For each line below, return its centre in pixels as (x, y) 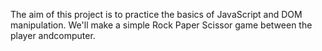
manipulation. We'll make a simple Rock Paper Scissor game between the (161, 25)
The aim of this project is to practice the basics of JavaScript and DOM (156, 14)
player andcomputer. (53, 35)
